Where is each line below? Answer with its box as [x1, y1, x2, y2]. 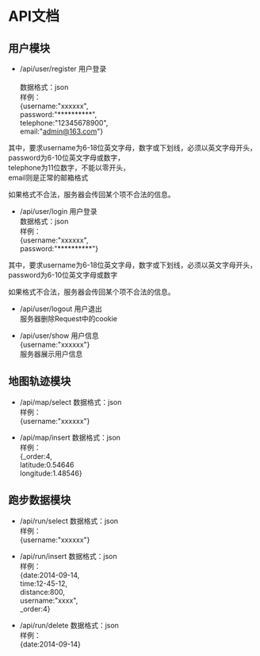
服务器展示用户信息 [19, 349, 83, 359]
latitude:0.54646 [19, 460, 75, 469]
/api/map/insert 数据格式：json [19, 433, 121, 442]
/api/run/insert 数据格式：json [19, 551, 117, 561]
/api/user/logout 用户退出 [19, 304, 102, 313]
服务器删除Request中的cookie [19, 314, 117, 323]
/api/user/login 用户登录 [19, 207, 97, 215]
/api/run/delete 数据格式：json [19, 620, 119, 630]
